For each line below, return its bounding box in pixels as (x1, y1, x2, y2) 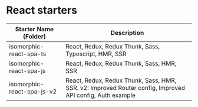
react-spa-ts (9, 50, 47, 58)
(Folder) (22, 32, 46, 40)
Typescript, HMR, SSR (65, 50, 127, 58)
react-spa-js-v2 (9, 87, 57, 95)
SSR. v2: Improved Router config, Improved (65, 83, 186, 92)
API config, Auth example (65, 91, 136, 99)
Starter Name (15, 25, 54, 33)
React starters (6, 4, 78, 17)
